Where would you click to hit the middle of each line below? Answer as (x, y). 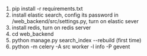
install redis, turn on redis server (51, 27)
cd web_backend (33, 34)
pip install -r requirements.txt (47, 9)
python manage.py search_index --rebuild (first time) (76, 40)
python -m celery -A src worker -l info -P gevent (71, 46)
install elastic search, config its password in (65, 15)
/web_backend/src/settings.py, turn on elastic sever (75, 21)
